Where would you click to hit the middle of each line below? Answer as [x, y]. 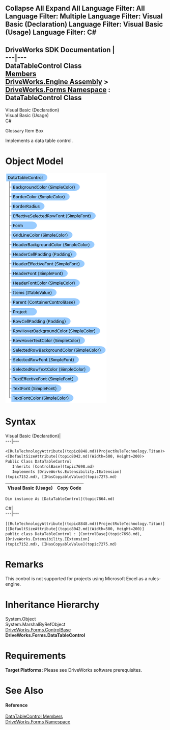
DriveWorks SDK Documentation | [60, 50]
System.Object [21, 619]
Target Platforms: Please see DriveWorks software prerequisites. [74, 670]
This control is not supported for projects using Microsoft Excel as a [76, 579]
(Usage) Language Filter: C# [51, 32]
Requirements [36, 656]
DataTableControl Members [34, 716]
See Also [24, 691]
